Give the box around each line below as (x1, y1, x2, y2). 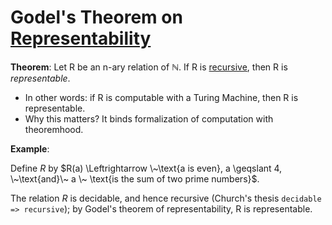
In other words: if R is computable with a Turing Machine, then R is (24, 91, 299, 103)
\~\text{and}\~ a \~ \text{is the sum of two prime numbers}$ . (10, 172, 260, 185)
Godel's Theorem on (10, 6, 183, 29)
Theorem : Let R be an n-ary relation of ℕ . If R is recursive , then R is (10, 61, 288, 73)
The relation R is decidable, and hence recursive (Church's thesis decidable (10, 192, 322, 204)
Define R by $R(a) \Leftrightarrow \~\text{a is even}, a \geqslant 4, (10, 162, 283, 174)
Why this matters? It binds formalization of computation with (24, 112, 274, 125)
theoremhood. (24, 123, 84, 135)
